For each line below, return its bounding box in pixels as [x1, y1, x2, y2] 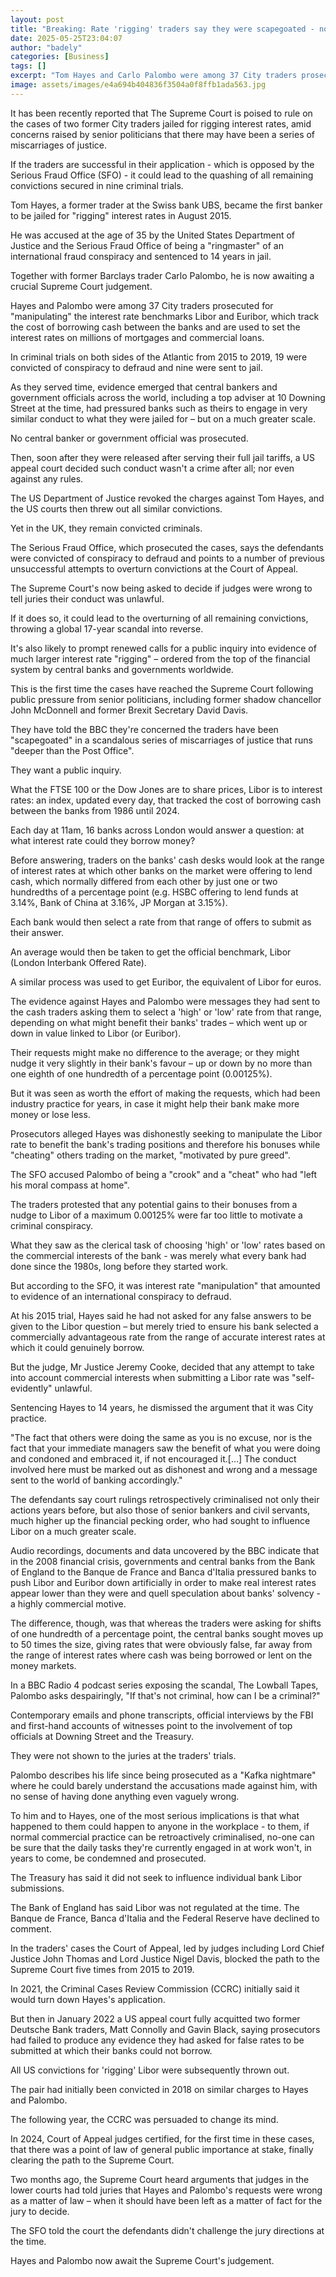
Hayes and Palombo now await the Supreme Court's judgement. [10, 2254, 275, 2266]
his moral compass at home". [10, 1179, 130, 1191]
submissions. [10, 1882, 65, 1894]
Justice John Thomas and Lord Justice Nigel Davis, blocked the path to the [10, 1952, 320, 1965]
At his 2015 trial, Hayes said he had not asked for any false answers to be [10, 1309, 312, 1321]
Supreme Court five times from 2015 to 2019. [10, 1963, 195, 1975]
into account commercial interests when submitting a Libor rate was [10, 1371, 290, 1383]
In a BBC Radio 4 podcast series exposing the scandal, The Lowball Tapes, [10, 1679, 319, 1691]
